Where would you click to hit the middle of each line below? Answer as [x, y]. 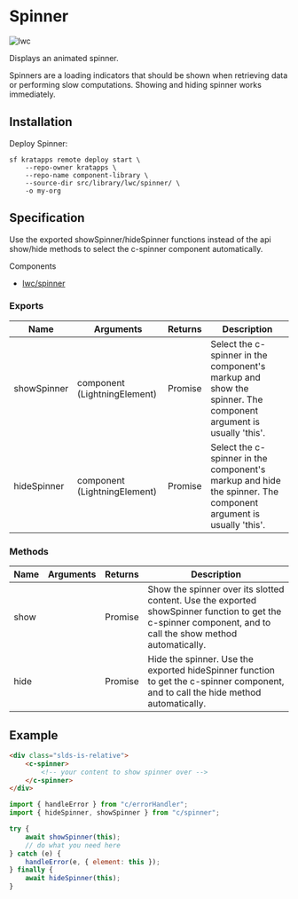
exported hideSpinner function [211, 670]
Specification [47, 218]
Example [34, 735]
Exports [27, 306]
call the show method [192, 634]
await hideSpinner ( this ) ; [73, 879]
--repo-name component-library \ [87, 175]
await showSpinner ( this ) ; [73, 837]
